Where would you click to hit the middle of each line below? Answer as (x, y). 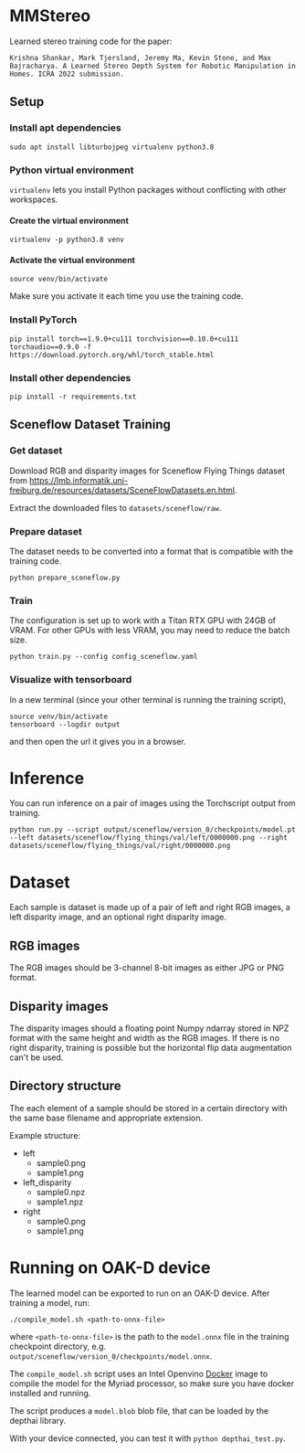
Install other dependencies (70, 377)
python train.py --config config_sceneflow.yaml (104, 657)
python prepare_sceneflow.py (65, 578)
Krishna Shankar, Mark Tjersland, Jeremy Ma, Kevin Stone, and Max (141, 58)
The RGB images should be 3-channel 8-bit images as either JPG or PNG (147, 968)
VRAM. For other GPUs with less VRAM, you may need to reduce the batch (150, 631)
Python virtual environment (72, 170)
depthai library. (38, 1420)
